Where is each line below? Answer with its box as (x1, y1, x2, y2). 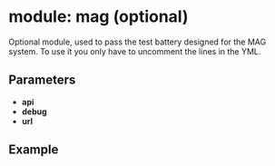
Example (8, 142, 59, 158)
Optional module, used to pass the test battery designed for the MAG (8, 36, 267, 47)
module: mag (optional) (8, 6, 189, 27)
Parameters (8, 73, 76, 88)
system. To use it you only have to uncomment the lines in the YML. (8, 45, 261, 56)
